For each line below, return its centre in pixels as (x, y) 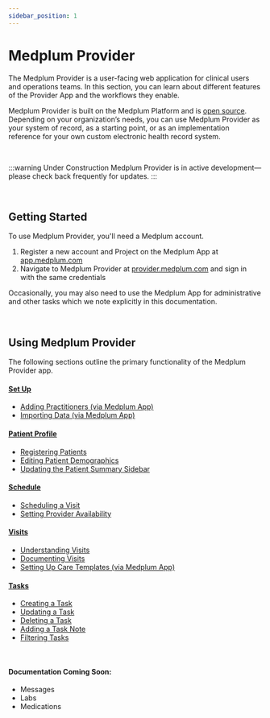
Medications (41, 707)
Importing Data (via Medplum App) (77, 415)
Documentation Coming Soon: (60, 671)
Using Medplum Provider (72, 342)
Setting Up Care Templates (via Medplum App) (98, 567)
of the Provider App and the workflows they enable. (94, 95)
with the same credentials (63, 278)
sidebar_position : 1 (43, 16)
